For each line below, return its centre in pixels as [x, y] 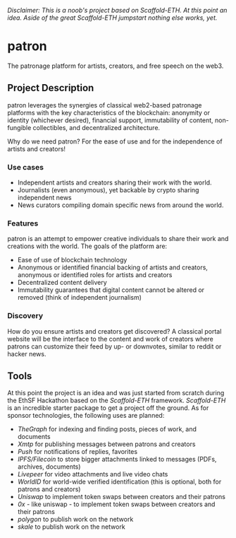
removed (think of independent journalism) [80, 298]
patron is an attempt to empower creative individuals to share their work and [118, 239]
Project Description [51, 88]
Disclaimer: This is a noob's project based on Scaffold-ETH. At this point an [117, 10]
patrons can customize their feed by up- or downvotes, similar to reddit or [114, 346]
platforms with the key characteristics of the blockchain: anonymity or [108, 112]
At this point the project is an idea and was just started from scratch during [116, 393]
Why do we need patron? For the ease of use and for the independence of [115, 141]
